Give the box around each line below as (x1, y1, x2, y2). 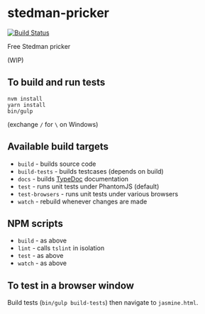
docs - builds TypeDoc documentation (17, 174, 129, 183)
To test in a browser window (7, 279, 135, 291)
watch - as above (17, 259, 67, 267)
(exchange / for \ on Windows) (7, 120, 99, 128)
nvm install (7, 95, 43, 102)
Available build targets (7, 140, 109, 153)
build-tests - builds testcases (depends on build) (17, 167, 165, 175)
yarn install (7, 101, 46, 108)
